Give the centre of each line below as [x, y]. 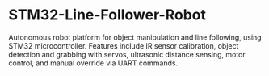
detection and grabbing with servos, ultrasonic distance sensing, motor [127, 54]
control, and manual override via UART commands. [93, 63]
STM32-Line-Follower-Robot [107, 15]
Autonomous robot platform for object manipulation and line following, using [135, 37]
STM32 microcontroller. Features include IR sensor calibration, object [124, 45]
